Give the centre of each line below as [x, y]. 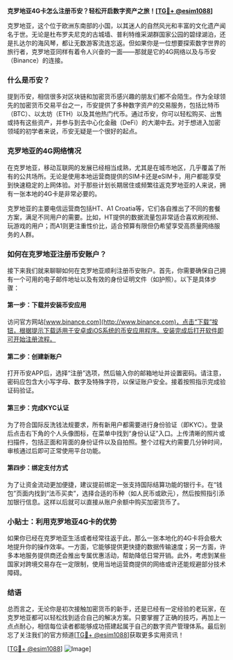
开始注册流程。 [34, 339]
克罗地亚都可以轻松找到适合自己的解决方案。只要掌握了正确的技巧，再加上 [113, 618]
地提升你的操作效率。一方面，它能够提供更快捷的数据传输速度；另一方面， [113, 547]
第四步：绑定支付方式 [37, 468]
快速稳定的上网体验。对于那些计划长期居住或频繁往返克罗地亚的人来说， [116, 185]
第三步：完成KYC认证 [38, 407]
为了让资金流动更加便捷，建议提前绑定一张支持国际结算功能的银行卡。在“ [112, 484]
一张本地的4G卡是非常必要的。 [57, 193]
